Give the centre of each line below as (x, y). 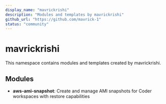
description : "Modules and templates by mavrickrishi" (65, 15)
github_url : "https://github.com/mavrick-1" (53, 19)
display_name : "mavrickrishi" (37, 10)
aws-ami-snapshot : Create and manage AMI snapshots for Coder (82, 91)
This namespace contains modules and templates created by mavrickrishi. (83, 63)
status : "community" (27, 24)
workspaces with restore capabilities (51, 96)
